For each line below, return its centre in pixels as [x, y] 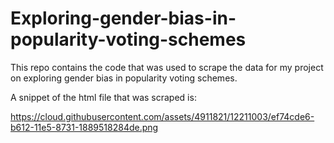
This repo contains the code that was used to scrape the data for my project [167, 67]
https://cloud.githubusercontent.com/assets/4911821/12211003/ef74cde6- [162, 116]
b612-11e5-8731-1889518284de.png [84, 127]
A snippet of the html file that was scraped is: [103, 97]
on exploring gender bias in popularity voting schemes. [124, 78]
